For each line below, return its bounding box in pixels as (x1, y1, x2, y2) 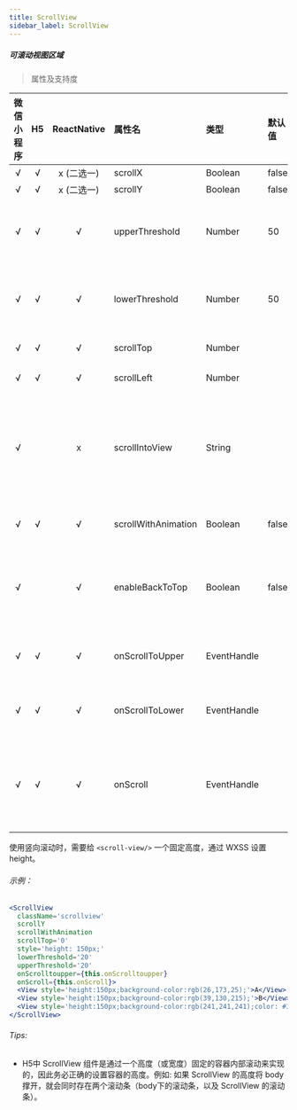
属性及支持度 (30, 74, 78, 84)
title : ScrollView (9, 12, 77, 22)
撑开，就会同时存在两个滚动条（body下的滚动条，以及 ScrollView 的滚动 (21, 1081, 286, 1091)
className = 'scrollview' (17, 911, 104, 920)
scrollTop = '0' (17, 936, 69, 945)
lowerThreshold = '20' (17, 952, 93, 962)
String (205, 442, 232, 454)
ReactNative (52, 123, 106, 136)
